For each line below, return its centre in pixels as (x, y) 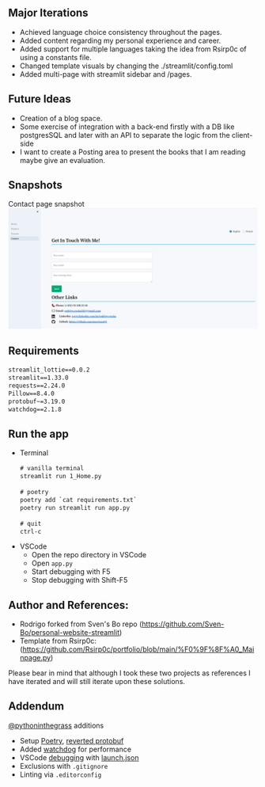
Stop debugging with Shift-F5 (79, 580)
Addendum (36, 707)
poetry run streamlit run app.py (75, 508)
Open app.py (52, 563)
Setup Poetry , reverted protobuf (72, 740)
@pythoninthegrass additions (56, 725)
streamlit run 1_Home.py (61, 477)
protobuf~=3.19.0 (37, 402)
